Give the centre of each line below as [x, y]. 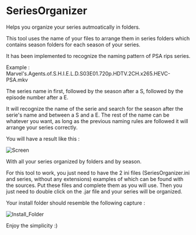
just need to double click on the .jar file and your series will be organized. [94, 191]
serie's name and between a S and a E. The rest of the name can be [88, 115]
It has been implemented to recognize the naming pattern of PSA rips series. [98, 56]
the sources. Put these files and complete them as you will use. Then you [94, 185]
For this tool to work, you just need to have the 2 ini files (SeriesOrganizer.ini [98, 173]
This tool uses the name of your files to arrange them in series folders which [98, 38]
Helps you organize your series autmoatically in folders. [73, 27]
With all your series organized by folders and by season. [74, 161]
